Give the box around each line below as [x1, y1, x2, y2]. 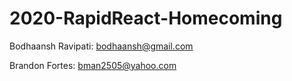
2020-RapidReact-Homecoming [9, 7, 283, 30]
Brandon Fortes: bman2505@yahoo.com [9, 59, 177, 71]
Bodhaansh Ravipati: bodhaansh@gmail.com [9, 40, 194, 52]
